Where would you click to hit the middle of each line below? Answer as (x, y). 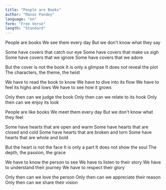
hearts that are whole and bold (37, 138)
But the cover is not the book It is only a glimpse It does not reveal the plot (82, 67)
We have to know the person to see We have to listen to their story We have (83, 162)
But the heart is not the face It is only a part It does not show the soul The (81, 147)
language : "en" (21, 19)
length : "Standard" (25, 28)
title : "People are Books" (33, 10)
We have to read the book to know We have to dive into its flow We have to (82, 82)
